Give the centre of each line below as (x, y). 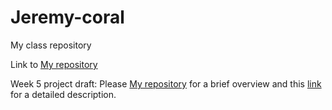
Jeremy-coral (67, 17)
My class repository (51, 45)
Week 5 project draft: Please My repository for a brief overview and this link (166, 83)
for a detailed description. (63, 94)
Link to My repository (54, 64)
